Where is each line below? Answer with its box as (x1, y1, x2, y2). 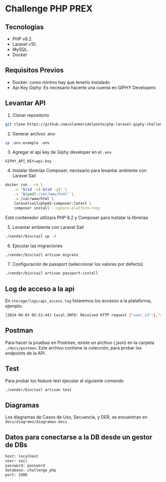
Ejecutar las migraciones (12, 243, 63, 249)
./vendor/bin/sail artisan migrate (5, 252, 79, 257)
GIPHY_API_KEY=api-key (5, 159, 52, 164)
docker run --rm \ (5, 182, 43, 188)
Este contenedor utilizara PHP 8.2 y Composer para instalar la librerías (5, 214, 148, 220)
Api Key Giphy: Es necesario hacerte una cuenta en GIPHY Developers (12, 84, 156, 90)
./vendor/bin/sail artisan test (5, 387, 72, 392)
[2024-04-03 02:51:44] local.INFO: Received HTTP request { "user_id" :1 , (5, 313, 158, 318)
